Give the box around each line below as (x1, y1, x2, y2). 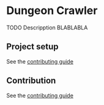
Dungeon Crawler (6, 4, 98, 18)
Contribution (6, 76, 56, 86)
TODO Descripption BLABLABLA (6, 24, 88, 31)
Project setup (6, 42, 59, 52)
